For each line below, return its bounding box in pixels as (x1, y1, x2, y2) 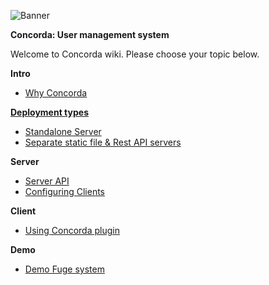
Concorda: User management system (10, 29, 170, 40)
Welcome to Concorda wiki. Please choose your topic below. (10, 48, 260, 60)
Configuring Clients (24, 186, 105, 197)
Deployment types (10, 106, 89, 118)
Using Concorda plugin (24, 225, 120, 236)
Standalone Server (24, 126, 102, 137)
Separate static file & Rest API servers (24, 136, 182, 148)
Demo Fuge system (24, 263, 105, 275)
